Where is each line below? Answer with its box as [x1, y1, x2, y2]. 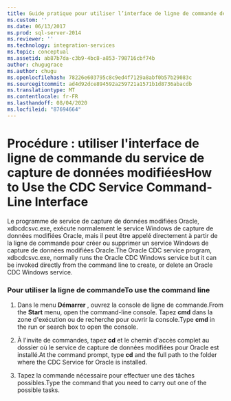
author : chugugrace [7, 61, 63, 68]
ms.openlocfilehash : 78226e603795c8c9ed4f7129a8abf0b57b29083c [7, 74, 192, 81]
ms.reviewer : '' [7, 36, 54, 43]
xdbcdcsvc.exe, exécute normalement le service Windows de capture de [7, 224, 214, 232]
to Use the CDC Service [7, 180, 144, 195]
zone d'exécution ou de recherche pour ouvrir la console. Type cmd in [16, 315, 215, 323]
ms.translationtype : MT [7, 87, 76, 94]
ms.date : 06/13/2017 [7, 23, 67, 30]
